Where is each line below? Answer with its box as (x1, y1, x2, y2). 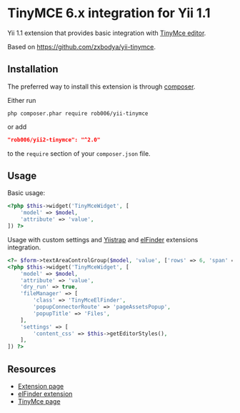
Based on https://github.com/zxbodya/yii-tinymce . (7, 42, 156, 51)
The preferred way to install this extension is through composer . (7, 82, 196, 91)
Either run (7, 96, 36, 104)
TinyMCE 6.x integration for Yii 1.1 (7, 5, 211, 21)
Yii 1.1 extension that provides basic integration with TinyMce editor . (7, 29, 206, 37)
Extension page (17, 382, 64, 390)
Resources (7, 363, 56, 375)
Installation (7, 63, 59, 76)
